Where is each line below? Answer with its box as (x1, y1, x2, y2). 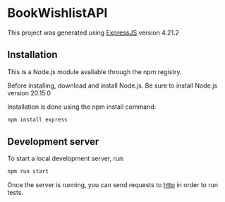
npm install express (7, 116, 68, 123)
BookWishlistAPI (7, 5, 108, 21)
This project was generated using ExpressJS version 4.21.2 (7, 28, 180, 37)
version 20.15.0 (7, 88, 51, 97)
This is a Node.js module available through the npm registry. (7, 67, 182, 76)
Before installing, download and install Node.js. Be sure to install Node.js (7, 81, 217, 90)
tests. (7, 189, 23, 197)
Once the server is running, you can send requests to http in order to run (7, 181, 219, 189)
